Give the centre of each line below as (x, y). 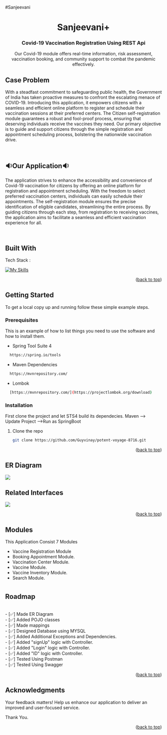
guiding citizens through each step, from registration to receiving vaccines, (82, 212)
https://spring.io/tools (35, 355)
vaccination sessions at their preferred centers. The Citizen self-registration (83, 113)
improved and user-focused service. (42, 708)
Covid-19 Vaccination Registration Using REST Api (83, 43)
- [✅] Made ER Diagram (29, 614)
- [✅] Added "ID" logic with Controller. (44, 653)
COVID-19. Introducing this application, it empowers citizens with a (73, 103)
